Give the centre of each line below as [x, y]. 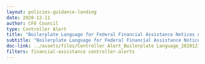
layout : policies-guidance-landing [52, 12]
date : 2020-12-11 [28, 18]
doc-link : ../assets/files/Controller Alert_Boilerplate [80, 46]
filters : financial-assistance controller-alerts [71, 52]
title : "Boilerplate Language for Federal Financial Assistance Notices [101, 35]
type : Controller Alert [37, 29]
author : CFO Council [33, 23]
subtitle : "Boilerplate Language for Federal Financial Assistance [94, 40]
